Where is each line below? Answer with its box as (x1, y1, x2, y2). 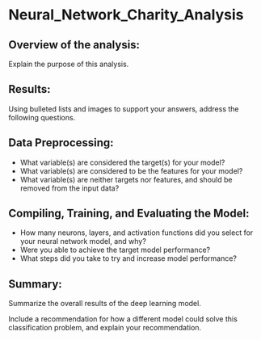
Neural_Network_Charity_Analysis (8, 6, 244, 24)
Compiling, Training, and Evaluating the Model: (8, 207, 250, 220)
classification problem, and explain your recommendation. (8, 323, 202, 333)
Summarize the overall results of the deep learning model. (8, 299, 202, 309)
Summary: (8, 277, 62, 291)
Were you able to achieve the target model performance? (19, 245, 211, 255)
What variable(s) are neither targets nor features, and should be (19, 174, 233, 184)
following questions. (8, 112, 76, 122)
